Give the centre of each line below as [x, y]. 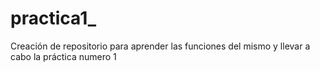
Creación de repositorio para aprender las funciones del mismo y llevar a [160, 46]
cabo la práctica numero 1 [63, 56]
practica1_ [53, 18]
